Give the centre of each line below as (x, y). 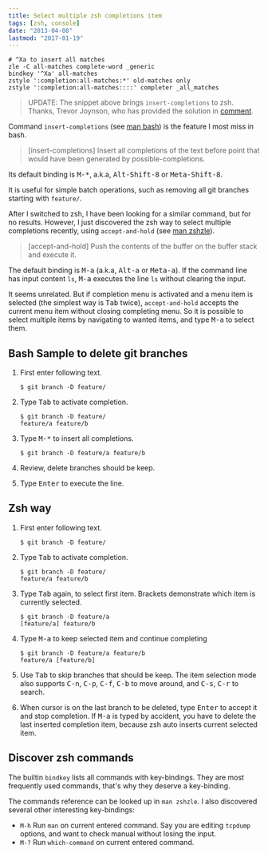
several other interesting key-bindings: (72, 809)
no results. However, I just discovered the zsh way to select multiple (120, 222)
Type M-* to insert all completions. (77, 438)
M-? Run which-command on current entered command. (107, 842)
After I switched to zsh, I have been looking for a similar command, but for (130, 214)
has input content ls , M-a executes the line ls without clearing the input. (127, 279)
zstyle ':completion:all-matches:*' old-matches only (100, 81)
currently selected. (51, 602)
